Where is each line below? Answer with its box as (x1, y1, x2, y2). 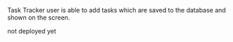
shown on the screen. (7, 13, 70, 22)
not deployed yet (7, 27, 56, 35)
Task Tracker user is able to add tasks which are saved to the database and (7, 6, 227, 14)
